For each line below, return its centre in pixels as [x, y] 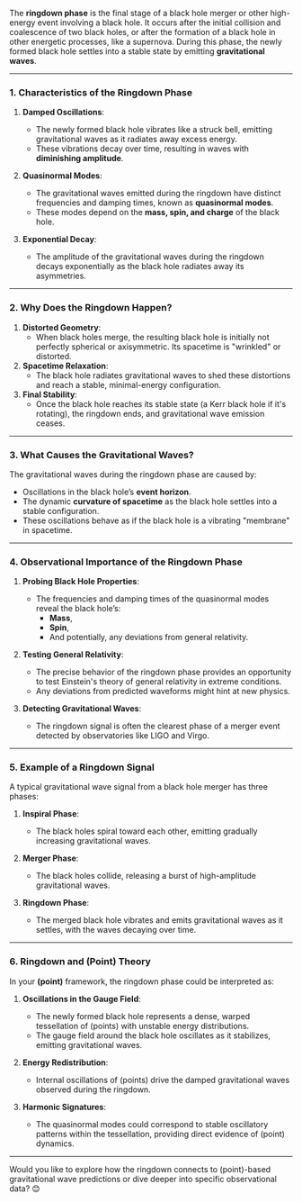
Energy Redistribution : [65, 1062]
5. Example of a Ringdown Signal [82, 767]
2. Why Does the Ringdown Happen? [91, 308]
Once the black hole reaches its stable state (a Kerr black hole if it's [161, 403]
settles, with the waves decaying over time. [116, 930]
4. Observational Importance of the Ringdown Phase [126, 562]
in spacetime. [47, 529]
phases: [24, 797]
